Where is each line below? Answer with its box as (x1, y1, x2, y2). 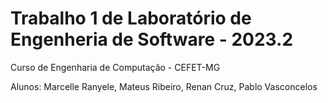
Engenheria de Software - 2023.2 (10, 28, 294, 51)
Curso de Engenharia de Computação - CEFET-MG (10, 61, 221, 73)
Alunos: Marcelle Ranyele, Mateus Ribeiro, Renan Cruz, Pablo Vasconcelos (10, 80, 318, 92)
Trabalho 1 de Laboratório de (10, 7, 252, 30)
